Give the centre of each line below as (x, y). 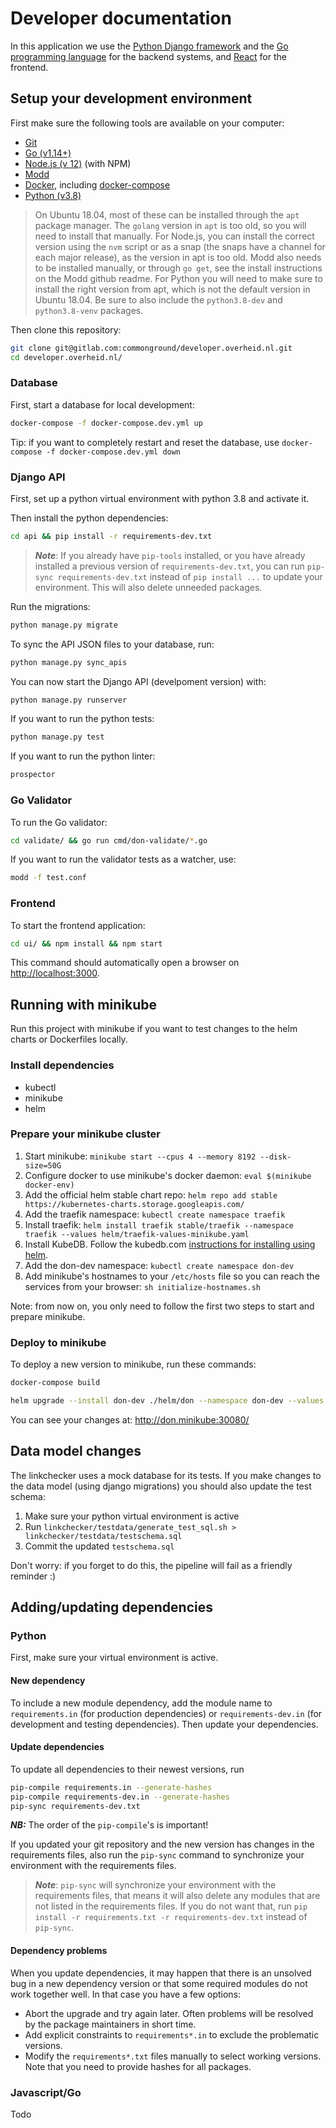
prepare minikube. (48, 1316)
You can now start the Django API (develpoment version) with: (138, 681)
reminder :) (33, 1576)
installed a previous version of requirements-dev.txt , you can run (169, 566)
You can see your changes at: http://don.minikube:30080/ (130, 1419)
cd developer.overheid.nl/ (66, 357)
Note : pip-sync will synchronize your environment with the (155, 1885)
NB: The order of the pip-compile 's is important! (109, 1825)
